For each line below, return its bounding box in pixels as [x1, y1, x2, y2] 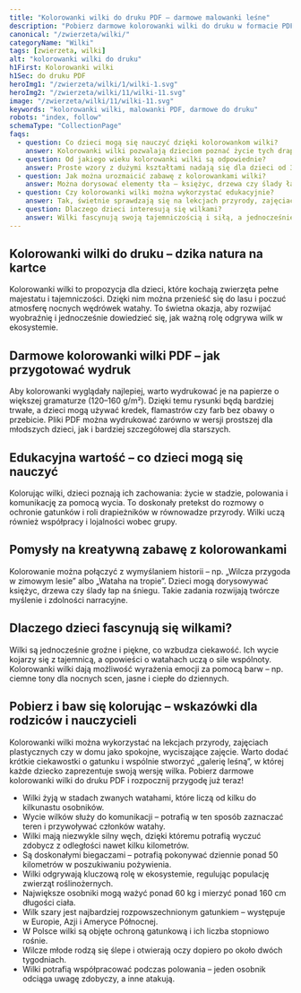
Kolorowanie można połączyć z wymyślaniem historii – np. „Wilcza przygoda [9, 566, 291, 576]
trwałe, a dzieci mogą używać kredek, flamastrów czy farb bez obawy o [9, 405, 275, 416]
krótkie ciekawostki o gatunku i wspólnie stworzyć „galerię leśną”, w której [9, 756, 284, 766]
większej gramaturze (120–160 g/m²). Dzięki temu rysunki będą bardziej [9, 395, 274, 406]
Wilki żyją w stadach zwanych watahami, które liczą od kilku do [21, 792, 257, 803]
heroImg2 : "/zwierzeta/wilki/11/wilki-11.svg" [9, 88, 186, 97]
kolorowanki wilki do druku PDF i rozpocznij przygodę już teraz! [9, 774, 245, 785]
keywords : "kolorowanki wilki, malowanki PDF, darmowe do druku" [9, 105, 258, 114]
